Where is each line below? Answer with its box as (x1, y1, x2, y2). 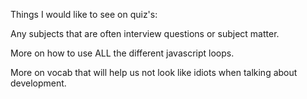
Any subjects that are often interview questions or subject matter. (10, 28, 280, 39)
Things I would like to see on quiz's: (10, 9, 158, 20)
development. (10, 77, 67, 89)
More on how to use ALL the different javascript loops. (10, 47, 235, 59)
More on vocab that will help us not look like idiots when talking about (10, 67, 298, 78)
